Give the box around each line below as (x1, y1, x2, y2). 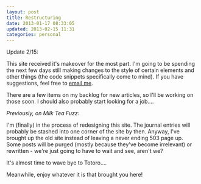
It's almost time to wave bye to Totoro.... (6, 159, 107, 166)
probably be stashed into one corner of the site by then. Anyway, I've (6, 128, 180, 135)
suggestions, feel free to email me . (6, 80, 93, 87)
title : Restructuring (6, 15, 62, 21)
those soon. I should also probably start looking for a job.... (6, 98, 154, 105)
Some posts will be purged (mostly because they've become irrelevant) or (6, 141, 192, 148)
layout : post (6, 9, 40, 15)
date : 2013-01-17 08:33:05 (6, 20, 75, 26)
